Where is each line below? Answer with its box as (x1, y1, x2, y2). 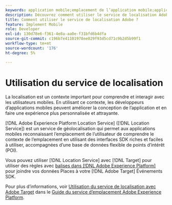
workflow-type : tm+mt (5, 41, 52, 46)
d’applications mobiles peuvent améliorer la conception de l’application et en (5, 105, 167, 111)
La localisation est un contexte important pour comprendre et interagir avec (5, 94, 165, 100)
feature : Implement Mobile (5, 22, 63, 27)
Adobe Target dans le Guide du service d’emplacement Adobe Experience (5, 189, 162, 195)
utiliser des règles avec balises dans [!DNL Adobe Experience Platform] (5, 162, 156, 169)
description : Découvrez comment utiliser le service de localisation (5, 12, 157, 17)
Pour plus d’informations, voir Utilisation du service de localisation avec (5, 183, 156, 190)
